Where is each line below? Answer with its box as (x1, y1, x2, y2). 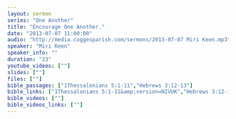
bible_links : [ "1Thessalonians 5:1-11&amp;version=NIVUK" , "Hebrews (7, 88, 209, 95)
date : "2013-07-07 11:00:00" (7, 29, 93, 37)
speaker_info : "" (7, 50, 58, 57)
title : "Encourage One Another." (7, 23, 105, 30)
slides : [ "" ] (7, 69, 46, 76)
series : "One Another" (7, 17, 74, 24)
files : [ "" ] (7, 75, 42, 83)
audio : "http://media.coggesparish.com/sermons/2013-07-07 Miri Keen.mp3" (7, 36, 231, 43)
